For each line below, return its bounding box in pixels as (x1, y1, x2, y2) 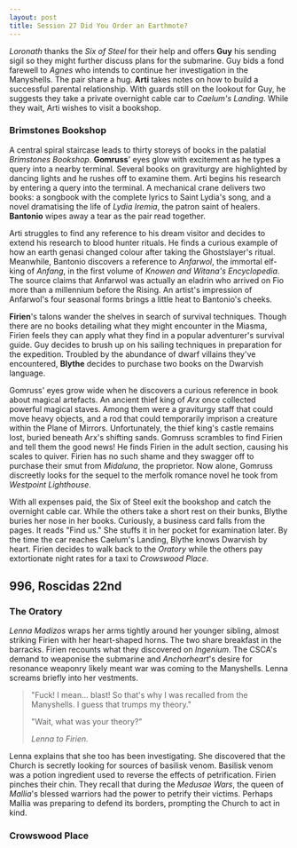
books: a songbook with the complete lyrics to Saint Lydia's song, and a (9, 192, 272, 202)
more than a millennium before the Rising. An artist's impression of (9, 284, 253, 295)
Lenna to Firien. (30, 733, 89, 744)
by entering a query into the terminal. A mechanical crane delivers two (9, 182, 266, 193)
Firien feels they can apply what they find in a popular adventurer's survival (9, 329, 285, 340)
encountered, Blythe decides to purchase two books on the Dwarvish (9, 358, 264, 369)
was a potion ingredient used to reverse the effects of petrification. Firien (9, 770, 277, 781)
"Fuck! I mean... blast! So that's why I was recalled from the (30, 690, 248, 701)
